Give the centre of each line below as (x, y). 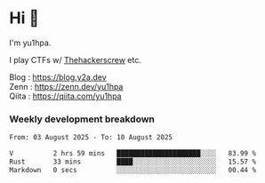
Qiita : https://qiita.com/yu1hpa (65, 96)
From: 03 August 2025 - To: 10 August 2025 (91, 138)
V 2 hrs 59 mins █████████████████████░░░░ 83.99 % (132, 154)
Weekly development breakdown (82, 119)
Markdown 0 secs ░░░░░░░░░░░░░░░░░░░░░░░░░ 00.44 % (132, 170)
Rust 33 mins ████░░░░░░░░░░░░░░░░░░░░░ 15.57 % (132, 162)
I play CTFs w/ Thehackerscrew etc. (76, 60)
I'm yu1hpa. (30, 43)
